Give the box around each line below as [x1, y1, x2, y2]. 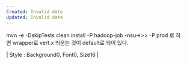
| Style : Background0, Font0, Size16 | [6, 51, 99, 58]
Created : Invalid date [6, 8, 63, 15]
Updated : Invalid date [6, 14, 63, 20]
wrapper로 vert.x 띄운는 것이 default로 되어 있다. [12, 39, 129, 46]
